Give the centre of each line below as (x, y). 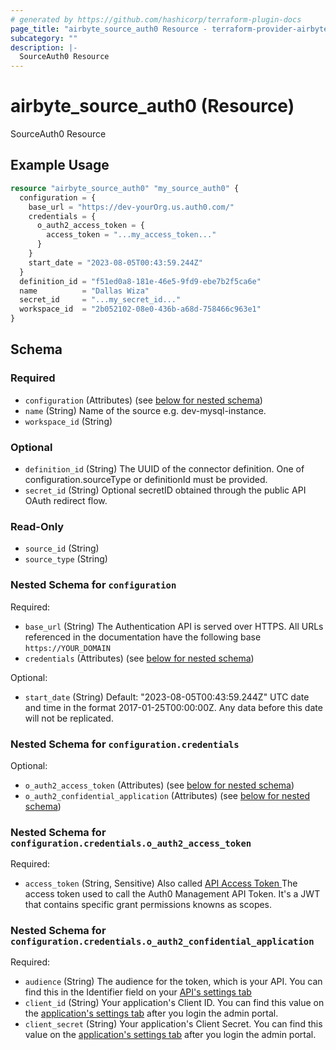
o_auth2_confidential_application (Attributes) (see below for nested (167, 795)
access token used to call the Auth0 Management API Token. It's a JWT (172, 894)
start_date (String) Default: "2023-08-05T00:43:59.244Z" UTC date (167, 697)
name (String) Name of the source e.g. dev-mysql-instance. (145, 410)
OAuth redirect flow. (66, 500)
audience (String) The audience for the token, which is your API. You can (173, 982)
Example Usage (60, 165)
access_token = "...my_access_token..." (131, 235)
